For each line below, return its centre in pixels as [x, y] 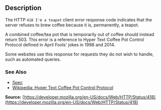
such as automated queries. [33, 59]
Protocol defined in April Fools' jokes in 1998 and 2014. [60, 45]
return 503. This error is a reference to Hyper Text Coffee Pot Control [75, 39]
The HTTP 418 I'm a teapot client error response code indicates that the [79, 19]
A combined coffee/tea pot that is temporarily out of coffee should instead [80, 34]
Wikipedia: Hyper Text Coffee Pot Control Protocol [63, 88]
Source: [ [15, 97]
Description [23, 8]
